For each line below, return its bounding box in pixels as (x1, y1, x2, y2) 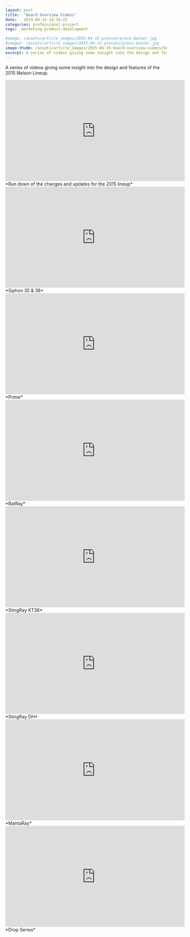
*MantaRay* (5, 820, 32, 826)
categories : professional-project (5, 22, 79, 27)
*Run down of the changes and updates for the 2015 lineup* (5, 181, 133, 187)
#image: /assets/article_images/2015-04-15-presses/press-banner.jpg (5, 36, 157, 41)
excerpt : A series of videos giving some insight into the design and (5, 50, 159, 55)
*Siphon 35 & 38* (5, 287, 44, 293)
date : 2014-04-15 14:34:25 (5, 17, 68, 22)
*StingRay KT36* (5, 607, 43, 613)
